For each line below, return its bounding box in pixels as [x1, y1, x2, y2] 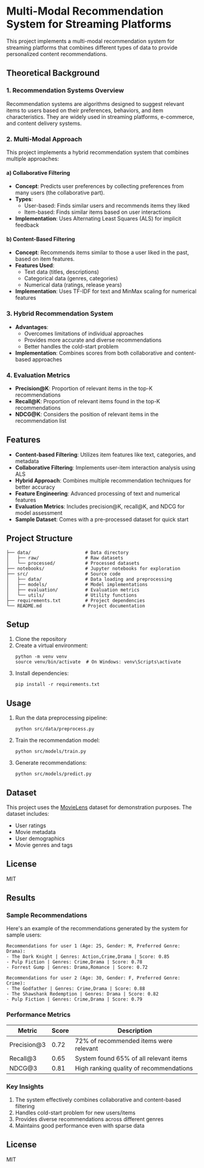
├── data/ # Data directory [6, 550, 129, 556]
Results [6, 893, 36, 903]
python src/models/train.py [15, 748, 86, 755]
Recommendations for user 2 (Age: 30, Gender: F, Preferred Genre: [6, 975, 181, 982]
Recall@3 [9, 1054, 37, 1063]
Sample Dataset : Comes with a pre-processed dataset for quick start [15, 515, 189, 523]
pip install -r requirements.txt [15, 681, 100, 688]
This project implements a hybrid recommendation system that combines [6, 148, 189, 156]
